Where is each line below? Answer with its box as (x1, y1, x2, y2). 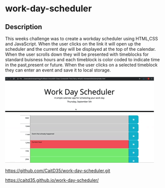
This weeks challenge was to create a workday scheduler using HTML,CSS (5, 36, 158, 41)
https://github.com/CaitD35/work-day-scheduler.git (5, 168, 110, 173)
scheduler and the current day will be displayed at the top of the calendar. (5, 46, 156, 52)
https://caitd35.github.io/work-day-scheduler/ (5, 177, 99, 183)
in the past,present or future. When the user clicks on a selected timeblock (5, 62, 158, 68)
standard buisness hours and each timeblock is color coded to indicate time (5, 57, 160, 62)
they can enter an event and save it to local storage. (5, 67, 111, 73)
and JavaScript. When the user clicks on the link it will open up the (5, 41, 141, 47)
